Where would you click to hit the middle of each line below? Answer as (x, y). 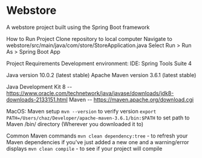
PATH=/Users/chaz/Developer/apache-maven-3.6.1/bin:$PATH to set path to (98, 118)
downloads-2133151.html (37, 100)
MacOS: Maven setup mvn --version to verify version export (81, 111)
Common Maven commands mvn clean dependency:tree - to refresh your (97, 136)
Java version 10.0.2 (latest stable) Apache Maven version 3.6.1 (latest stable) (101, 75)
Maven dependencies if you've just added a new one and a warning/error (98, 142)
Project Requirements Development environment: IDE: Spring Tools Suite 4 (99, 63)
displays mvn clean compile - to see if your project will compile (84, 148)
